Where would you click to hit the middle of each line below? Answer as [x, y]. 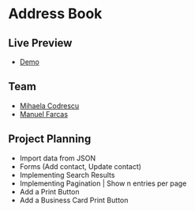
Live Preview [40, 43]
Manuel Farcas [44, 114]
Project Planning [50, 139]
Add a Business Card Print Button [74, 200]
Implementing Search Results [67, 175]
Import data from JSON [58, 158]
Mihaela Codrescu [49, 105]
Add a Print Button [49, 191]
